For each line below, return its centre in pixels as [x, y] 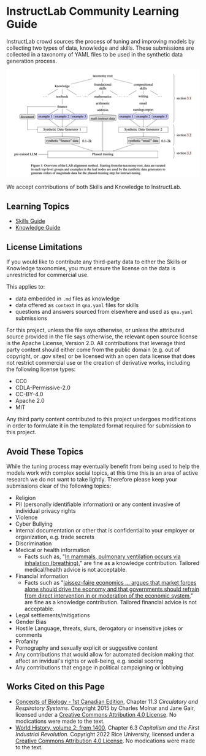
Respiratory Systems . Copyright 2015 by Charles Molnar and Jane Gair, [105, 708]
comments [29, 634]
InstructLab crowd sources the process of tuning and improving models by [101, 41]
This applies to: [26, 287]
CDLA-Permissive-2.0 [43, 388]
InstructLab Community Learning [93, 11]
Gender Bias [31, 622]
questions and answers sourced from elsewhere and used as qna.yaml [104, 312]
